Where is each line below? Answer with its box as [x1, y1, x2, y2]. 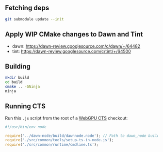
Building [5, 62, 31, 70]
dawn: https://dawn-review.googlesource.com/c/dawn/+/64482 [12, 43, 141, 49]
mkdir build [5, 75, 29, 80]
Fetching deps [5, 4, 49, 12]
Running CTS [5, 102, 46, 111]
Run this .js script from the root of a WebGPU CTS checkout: [5, 115, 128, 121]
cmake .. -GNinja [5, 84, 40, 89]
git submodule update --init [5, 17, 64, 21]
